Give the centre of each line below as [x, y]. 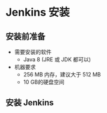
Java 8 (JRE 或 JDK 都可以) [57, 60]
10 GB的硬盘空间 [44, 82]
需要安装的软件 [33, 52]
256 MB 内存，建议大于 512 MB [62, 75]
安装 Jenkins [30, 103]
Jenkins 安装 [38, 12]
